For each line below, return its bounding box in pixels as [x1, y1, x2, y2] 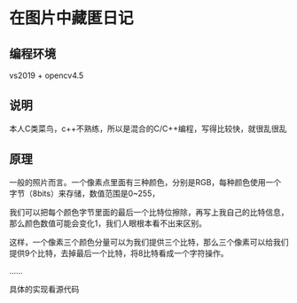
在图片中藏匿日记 [9, 8, 135, 28]
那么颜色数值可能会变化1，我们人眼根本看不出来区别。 [9, 218, 207, 229]
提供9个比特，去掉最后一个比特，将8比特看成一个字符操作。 [9, 247, 229, 258]
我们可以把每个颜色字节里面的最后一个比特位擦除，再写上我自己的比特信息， [9, 206, 289, 217]
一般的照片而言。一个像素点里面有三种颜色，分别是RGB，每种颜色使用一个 [9, 176, 282, 187]
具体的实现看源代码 [9, 284, 80, 294]
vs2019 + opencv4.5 [9, 70, 84, 81]
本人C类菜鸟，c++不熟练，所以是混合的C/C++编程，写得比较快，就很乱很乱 [9, 123, 287, 134]
